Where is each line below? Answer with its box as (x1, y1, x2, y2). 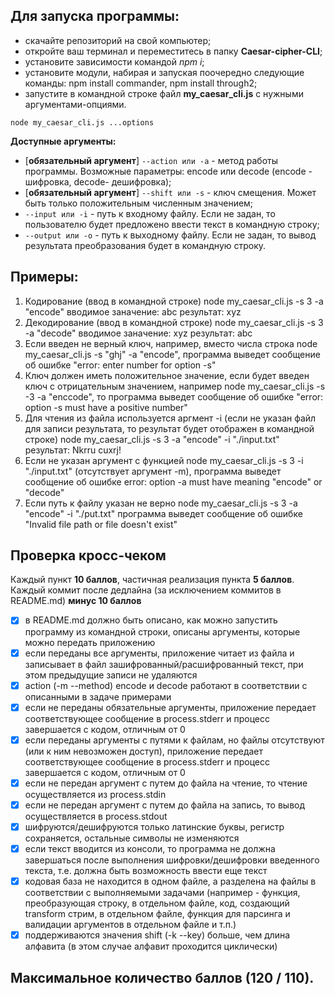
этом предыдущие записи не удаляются (24, 669, 198, 681)
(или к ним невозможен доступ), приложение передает (24, 745, 264, 757)
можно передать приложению (24, 636, 156, 648)
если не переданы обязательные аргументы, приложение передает (24, 701, 317, 713)
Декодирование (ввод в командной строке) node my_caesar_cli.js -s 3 (24, 316, 324, 328)
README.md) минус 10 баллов (10, 595, 142, 607)
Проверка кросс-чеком (10, 547, 167, 564)
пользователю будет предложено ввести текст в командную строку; (24, 218, 320, 230)
